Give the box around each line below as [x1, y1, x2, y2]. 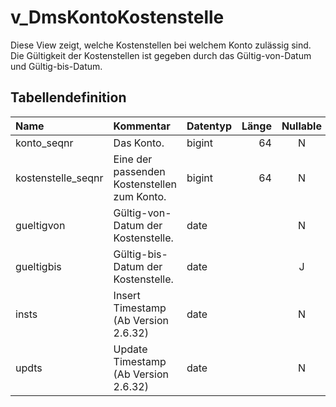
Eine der [113, 152, 153, 166]
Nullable [281, 119, 322, 133]
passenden [113, 164, 166, 178]
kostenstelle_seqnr [15, 171, 104, 185]
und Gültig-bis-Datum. [10, 60, 103, 72]
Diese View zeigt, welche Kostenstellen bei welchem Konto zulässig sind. [10, 39, 312, 51]
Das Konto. [113, 136, 165, 150]
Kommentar [113, 119, 171, 133]
